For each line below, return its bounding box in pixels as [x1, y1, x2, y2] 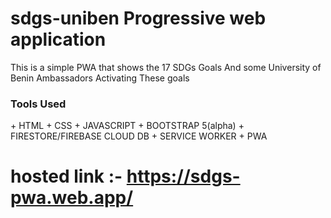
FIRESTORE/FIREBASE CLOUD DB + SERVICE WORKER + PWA [10, 130, 268, 142]
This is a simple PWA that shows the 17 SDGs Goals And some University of [10, 61, 322, 73]
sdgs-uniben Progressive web [10, 7, 267, 30]
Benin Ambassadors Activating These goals [10, 72, 190, 84]
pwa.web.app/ [10, 187, 134, 209]
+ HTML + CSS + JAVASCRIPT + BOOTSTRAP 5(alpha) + [10, 120, 245, 132]
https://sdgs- [126, 165, 241, 188]
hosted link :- [10, 165, 123, 188]
